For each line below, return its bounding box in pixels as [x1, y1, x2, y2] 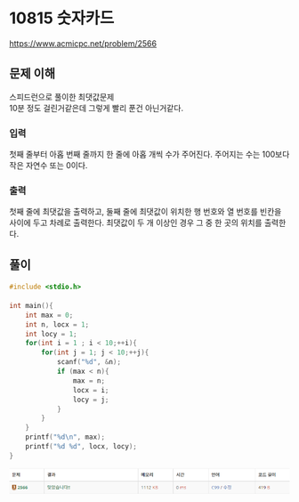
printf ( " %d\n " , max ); [25, 433, 105, 441]
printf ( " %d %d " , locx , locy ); [25, 442, 138, 451]
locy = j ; [72, 395, 109, 404]
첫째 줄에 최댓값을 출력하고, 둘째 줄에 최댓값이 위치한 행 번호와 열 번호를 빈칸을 [9, 206, 282, 217]
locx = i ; [72, 385, 109, 394]
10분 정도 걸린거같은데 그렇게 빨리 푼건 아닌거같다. [9, 102, 184, 113]
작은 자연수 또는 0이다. [9, 160, 88, 171]
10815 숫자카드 [9, 8, 115, 28]
